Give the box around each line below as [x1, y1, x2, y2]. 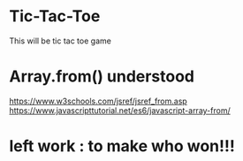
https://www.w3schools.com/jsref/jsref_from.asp [9, 96, 187, 106]
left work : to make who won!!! [9, 136, 236, 157]
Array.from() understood [9, 66, 195, 87]
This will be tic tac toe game [9, 35, 112, 46]
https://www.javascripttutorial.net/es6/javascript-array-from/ [9, 104, 232, 116]
